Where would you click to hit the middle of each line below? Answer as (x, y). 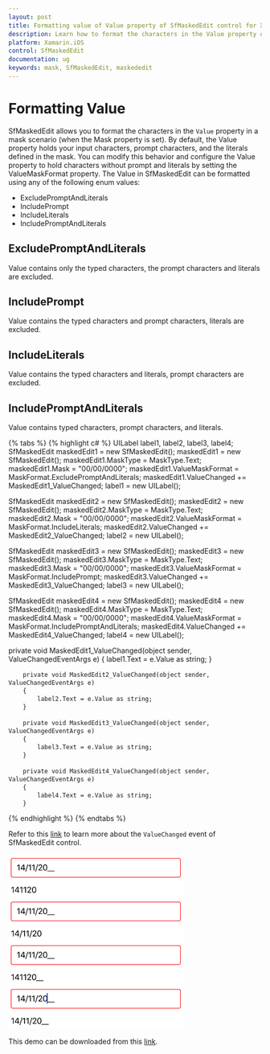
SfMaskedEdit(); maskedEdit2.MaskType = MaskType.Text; (106, 510)
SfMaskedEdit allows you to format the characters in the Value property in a (133, 131)
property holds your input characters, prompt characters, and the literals (128, 148)
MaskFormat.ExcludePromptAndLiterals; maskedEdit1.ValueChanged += (127, 478)
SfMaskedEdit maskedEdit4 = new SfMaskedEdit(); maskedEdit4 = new (126, 601)
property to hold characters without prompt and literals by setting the (123, 165)
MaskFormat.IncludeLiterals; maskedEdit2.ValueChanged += (108, 527)
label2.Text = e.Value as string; (95, 699)
